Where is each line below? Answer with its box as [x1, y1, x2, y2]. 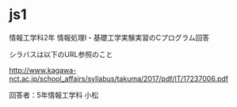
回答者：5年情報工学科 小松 [9, 90, 99, 100]
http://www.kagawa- [9, 65, 77, 75]
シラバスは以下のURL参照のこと [9, 49, 113, 59]
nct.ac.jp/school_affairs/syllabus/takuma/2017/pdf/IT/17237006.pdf [9, 74, 229, 83]
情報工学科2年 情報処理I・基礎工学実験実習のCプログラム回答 [9, 32, 210, 42]
